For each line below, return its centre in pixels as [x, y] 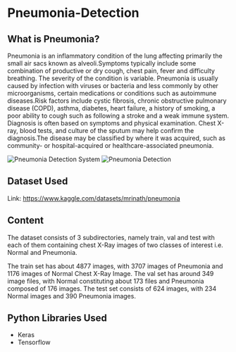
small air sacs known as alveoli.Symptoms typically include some [102, 63]
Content [26, 221]
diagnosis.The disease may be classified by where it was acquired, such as [116, 138]
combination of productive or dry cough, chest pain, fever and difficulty [111, 71]
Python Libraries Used [57, 318]
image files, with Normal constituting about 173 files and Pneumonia [106, 281]
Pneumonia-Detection [73, 13]
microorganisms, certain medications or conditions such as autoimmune [112, 93]
